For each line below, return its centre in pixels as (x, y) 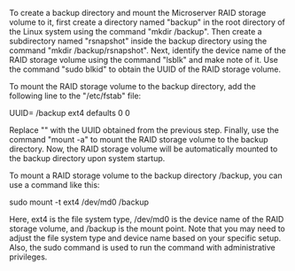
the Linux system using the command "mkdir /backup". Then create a (136, 31)
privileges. (28, 257)
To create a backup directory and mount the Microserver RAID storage (138, 13)
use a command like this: (54, 185)
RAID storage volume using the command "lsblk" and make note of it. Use (144, 60)
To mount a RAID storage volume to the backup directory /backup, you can (146, 175)
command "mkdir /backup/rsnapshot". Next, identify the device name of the (147, 50)
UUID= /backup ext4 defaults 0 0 (70, 113)
